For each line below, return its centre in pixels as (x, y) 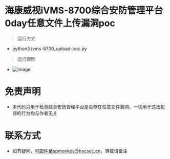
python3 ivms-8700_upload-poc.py (50, 49)
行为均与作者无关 (39, 113)
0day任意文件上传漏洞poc (60, 23)
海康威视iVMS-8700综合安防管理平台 (84, 10)
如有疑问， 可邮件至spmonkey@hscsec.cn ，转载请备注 (70, 151)
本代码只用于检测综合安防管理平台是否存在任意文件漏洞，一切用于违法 (86, 107)
